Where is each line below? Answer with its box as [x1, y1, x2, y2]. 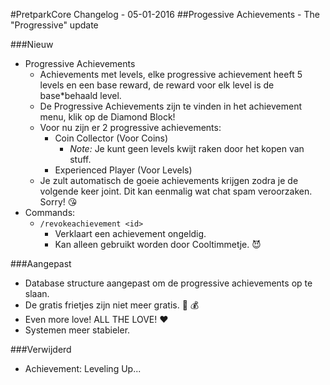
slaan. [24, 288, 50, 299]
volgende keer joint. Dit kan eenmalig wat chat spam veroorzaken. [39, 185, 313, 197]
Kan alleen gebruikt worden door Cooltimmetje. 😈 [54, 239, 262, 250]
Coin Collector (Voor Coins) [54, 132, 169, 144]
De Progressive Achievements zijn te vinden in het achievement [39, 100, 303, 112]
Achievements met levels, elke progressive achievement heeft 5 [39, 69, 303, 80]
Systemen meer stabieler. [24, 324, 131, 336]
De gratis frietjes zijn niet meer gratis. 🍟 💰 [24, 299, 200, 311]
